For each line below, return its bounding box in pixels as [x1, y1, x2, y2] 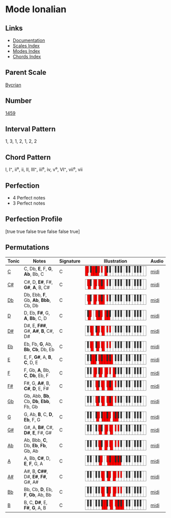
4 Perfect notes [12, 195, 46, 201]
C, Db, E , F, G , [23, 266, 53, 272]
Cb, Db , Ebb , [23, 398, 51, 405]
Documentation [12, 37, 45, 43]
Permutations [5, 243, 49, 252]
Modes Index [12, 48, 40, 54]
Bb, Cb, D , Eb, [23, 486, 53, 492]
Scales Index [12, 43, 40, 49]
